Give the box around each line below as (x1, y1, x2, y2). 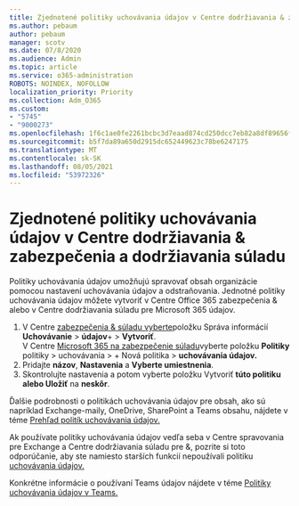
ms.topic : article (9, 63, 77, 72)
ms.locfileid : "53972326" (9, 170, 105, 179)
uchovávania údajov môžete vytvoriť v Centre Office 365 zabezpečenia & (9, 295, 278, 306)
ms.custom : (9, 104, 50, 113)
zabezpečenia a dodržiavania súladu (9, 247, 287, 267)
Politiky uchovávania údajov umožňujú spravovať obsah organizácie (9, 276, 258, 287)
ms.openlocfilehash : (9, 129, 86, 138)
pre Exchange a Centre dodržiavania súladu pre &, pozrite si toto (9, 442, 246, 453)
